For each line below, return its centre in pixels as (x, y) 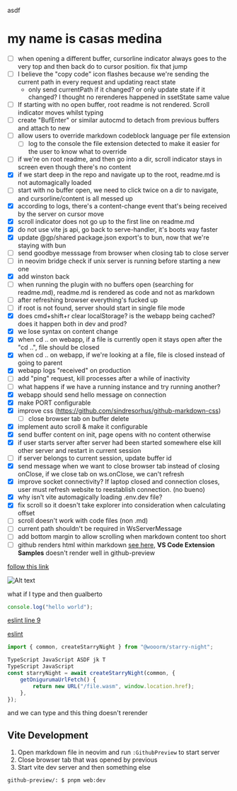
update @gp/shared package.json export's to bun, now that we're (114, 237)
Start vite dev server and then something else (84, 768)
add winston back (44, 276)
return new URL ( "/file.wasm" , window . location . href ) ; (114, 686)
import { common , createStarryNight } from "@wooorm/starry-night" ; (110, 647)
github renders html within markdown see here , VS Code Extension (116, 544)
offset (26, 513)
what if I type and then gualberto (55, 594)
